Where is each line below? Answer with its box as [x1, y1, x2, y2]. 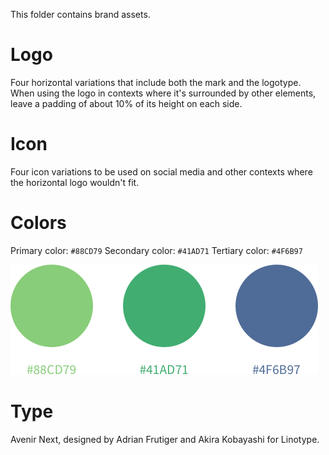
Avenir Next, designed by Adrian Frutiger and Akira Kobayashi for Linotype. [10, 433, 320, 445]
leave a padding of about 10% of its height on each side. [10, 97, 243, 109]
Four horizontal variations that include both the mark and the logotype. [10, 76, 302, 88]
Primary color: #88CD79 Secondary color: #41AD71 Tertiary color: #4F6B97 [10, 244, 303, 256]
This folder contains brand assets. [10, 9, 151, 20]
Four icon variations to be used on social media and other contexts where [10, 165, 313, 178]
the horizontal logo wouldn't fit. [10, 176, 140, 188]
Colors [10, 212, 67, 234]
